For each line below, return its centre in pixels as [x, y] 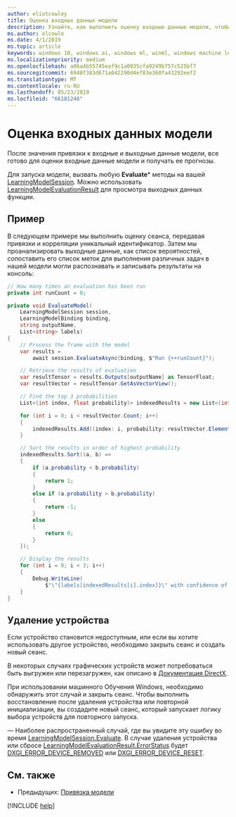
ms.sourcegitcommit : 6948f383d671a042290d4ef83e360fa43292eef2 [102, 73]
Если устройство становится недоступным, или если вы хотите [103, 637]
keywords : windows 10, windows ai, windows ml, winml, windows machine [114, 54]
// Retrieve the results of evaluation [78, 370]
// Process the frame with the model [75, 345]
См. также [32, 775]
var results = [40, 351]
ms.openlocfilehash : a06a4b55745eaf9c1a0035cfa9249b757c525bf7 [102, 66]
